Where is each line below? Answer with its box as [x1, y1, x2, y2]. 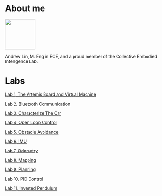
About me [5, 3, 45, 14]
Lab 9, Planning [5, 166, 36, 172]
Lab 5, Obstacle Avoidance [5, 129, 59, 135]
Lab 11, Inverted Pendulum [5, 185, 57, 191]
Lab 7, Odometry [5, 148, 38, 153]
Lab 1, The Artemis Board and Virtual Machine [5, 91, 97, 97]
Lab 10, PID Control [5, 176, 44, 181]
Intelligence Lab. [5, 59, 38, 64]
